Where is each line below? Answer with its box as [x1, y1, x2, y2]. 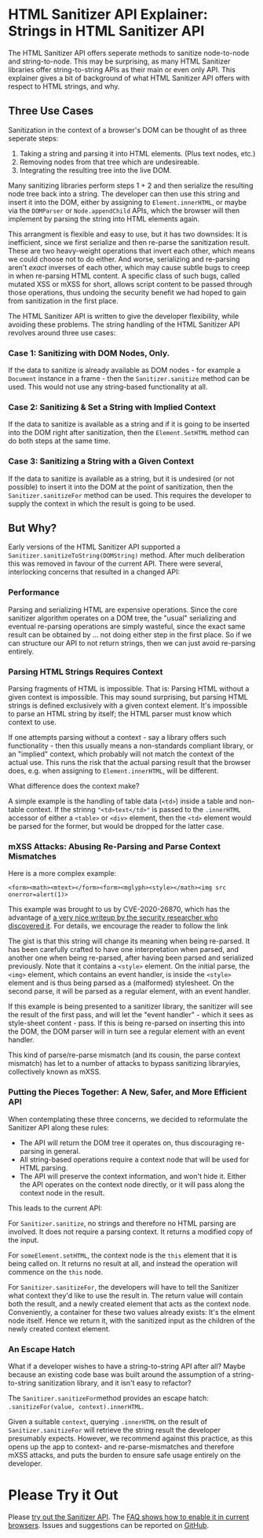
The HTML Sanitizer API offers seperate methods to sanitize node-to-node [8, 48, 250, 57]
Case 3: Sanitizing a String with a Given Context [8, 456, 195, 467]
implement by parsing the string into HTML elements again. [8, 214, 200, 223]
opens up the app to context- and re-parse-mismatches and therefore [8, 1441, 235, 1451]
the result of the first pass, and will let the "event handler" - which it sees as [8, 1010, 254, 1020]
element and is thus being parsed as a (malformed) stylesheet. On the [8, 978, 235, 987]
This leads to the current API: [8, 1203, 103, 1213]
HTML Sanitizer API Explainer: [8, 5, 208, 24]
